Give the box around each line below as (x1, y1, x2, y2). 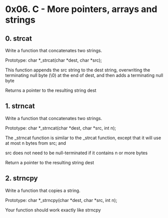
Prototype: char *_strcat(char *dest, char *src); (5, 57, 102, 63)
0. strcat (5, 34, 32, 43)
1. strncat (5, 102, 35, 111)
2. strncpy (5, 174, 38, 183)
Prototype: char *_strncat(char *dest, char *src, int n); (5, 125, 116, 131)
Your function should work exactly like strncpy (5, 207, 101, 213)
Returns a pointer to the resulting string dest (5, 87, 97, 93)
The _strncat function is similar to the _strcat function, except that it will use (5, 135, 161, 141)
